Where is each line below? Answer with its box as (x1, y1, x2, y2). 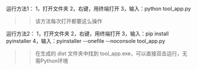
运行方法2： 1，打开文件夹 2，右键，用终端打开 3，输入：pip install (6, 30, 169, 37)
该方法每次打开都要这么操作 (35, 18, 103, 25)
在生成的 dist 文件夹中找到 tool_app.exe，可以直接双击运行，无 (35, 50, 188, 57)
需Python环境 (35, 58, 69, 64)
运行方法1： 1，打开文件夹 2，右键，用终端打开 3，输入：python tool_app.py (6, 5, 191, 12)
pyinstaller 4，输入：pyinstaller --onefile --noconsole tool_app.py (6, 38, 166, 44)
